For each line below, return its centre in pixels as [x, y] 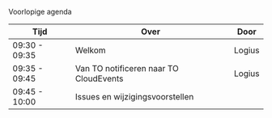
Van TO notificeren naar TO [127, 68]
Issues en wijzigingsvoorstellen [134, 97]
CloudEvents [99, 78]
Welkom [91, 50]
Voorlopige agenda [40, 12]
